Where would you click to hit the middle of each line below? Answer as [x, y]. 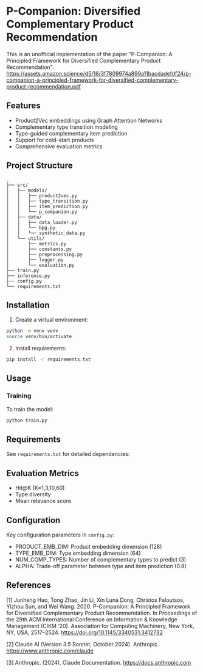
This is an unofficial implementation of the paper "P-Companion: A [89, 54]
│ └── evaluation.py [40, 265]
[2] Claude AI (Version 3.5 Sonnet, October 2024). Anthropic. [83, 644]
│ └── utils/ [26, 238]
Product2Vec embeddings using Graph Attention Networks [89, 120]
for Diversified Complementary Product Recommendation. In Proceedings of [102, 613]
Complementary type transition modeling [67, 127]
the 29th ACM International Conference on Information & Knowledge [92, 619]
